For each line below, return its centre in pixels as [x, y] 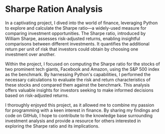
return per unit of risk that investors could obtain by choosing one [72, 49]
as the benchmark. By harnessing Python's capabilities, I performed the [78, 74]
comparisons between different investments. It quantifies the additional [77, 44]
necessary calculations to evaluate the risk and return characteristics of [78, 80]
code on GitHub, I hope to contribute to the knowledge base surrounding [79, 115]
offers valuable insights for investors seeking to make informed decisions [79, 90]
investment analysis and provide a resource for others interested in [73, 121]
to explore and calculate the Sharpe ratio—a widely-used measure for [76, 28]
